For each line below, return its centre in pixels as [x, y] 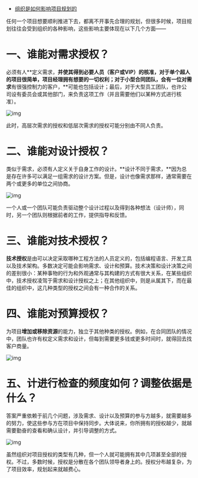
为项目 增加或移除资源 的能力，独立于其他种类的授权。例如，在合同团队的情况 [99, 331]
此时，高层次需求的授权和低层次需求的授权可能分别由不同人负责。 [86, 125]
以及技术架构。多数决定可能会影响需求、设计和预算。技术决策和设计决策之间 [99, 266]
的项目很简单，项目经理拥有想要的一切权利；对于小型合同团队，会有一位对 [96, 79]
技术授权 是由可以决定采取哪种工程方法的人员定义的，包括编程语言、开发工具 [99, 258]
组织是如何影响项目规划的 [46, 9]
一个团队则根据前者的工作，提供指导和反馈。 [76, 215]
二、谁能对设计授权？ [58, 151]
